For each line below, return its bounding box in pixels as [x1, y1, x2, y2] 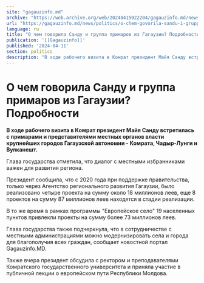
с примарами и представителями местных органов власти [6, 133, 165, 140]
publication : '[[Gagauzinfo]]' [6, 37, 86, 43]
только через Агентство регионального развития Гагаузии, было [6, 182, 175, 189]
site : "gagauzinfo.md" [6, 9, 64, 15]
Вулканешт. [6, 145, 38, 153]
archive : [6, 15, 29, 21]
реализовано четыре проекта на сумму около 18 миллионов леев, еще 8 [6, 189, 196, 196]
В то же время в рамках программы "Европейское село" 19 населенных [6, 207, 195, 214]
